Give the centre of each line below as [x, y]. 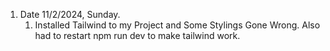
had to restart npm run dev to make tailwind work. [137, 35]
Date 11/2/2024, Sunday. [70, 14]
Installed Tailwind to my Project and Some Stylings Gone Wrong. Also [177, 25]
